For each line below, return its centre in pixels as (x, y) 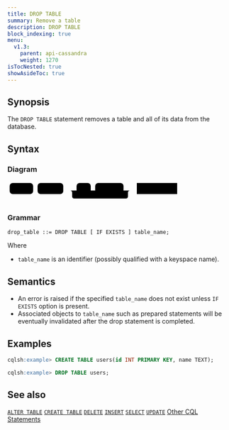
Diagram (22, 169)
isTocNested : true (34, 67)
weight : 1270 (39, 60)
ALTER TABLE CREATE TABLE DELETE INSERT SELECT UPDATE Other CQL (103, 412)
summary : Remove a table (44, 21)
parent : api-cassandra (54, 54)
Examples (29, 344)
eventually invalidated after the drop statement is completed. (106, 321)
